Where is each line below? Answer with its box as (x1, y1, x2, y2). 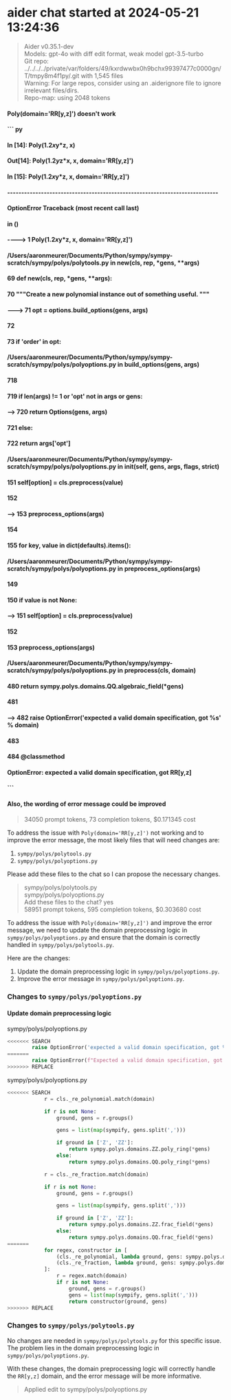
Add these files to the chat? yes (23, 898, 114, 906)
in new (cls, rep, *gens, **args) (109, 258, 200, 267)
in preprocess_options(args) (117, 564, 201, 573)
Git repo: (23, 57, 49, 65)
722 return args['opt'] (7, 439, 71, 447)
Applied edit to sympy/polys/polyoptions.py (23, 1385, 148, 1393)
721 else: (7, 423, 33, 432)
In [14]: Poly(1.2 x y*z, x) (7, 141, 76, 149)
